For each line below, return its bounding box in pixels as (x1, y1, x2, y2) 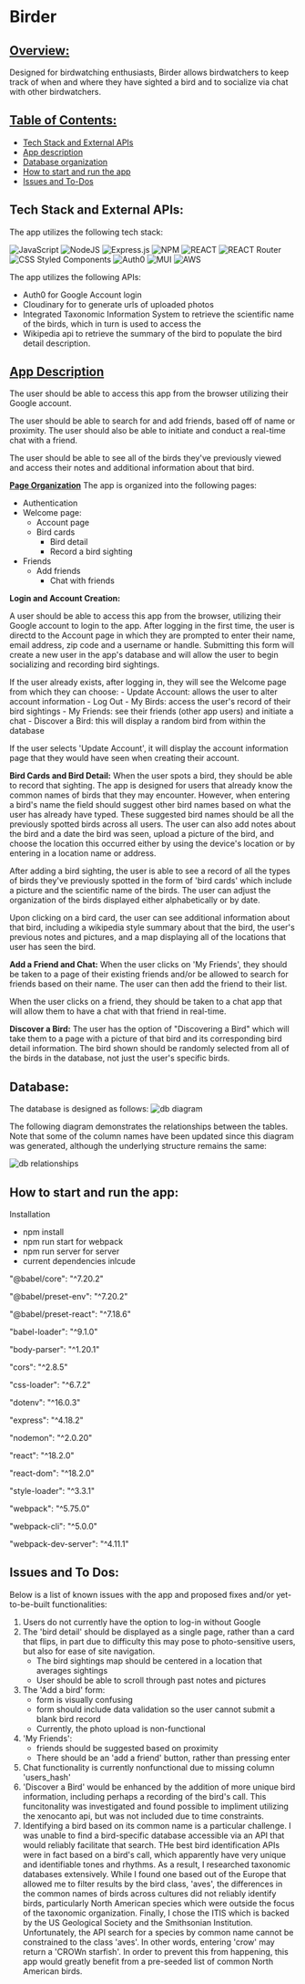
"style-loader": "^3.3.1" (9, 1486, 96, 1497)
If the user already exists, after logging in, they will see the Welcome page (9, 677, 287, 688)
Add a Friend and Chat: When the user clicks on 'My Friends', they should (9, 959, 288, 970)
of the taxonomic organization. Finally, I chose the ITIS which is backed (22, 1907, 290, 1918)
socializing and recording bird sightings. (9, 659, 160, 670)
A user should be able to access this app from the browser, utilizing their (9, 611, 282, 621)
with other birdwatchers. (9, 87, 102, 97)
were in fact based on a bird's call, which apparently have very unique (22, 1849, 287, 1860)
